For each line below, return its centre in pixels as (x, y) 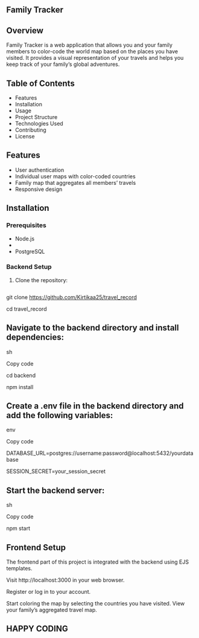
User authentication (39, 170)
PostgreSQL (30, 251)
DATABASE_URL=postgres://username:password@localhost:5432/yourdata (100, 453)
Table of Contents (41, 83)
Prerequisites (26, 225)
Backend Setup (29, 267)
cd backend (21, 375)
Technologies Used (39, 124)
